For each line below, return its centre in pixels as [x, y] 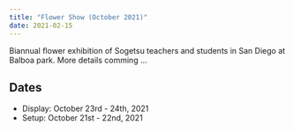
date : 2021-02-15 [41, 26]
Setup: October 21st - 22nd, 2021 [82, 118]
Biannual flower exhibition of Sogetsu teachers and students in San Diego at [147, 50]
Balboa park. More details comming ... [78, 60]
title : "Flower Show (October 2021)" [79, 17]
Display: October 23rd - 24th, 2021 [85, 109]
